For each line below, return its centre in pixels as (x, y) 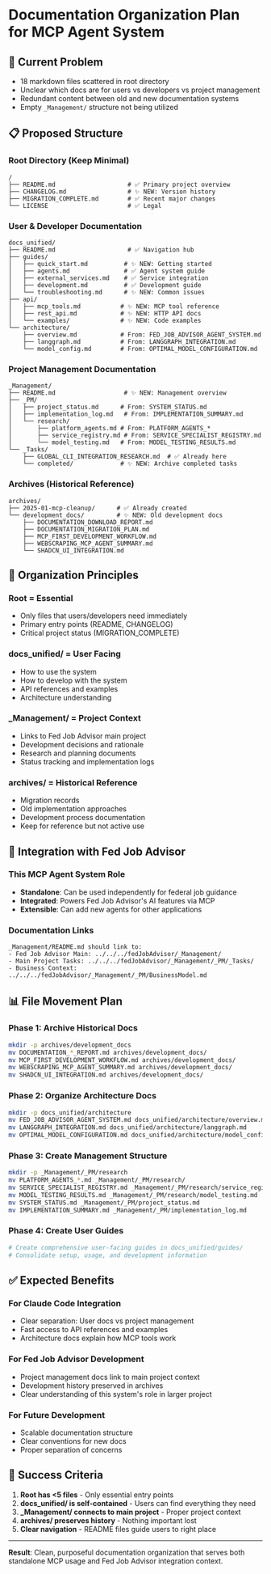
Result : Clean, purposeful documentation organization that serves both (127, 1552)
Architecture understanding (66, 697)
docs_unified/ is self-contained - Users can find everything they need (138, 1503)
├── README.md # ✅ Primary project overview (119, 184)
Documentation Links (51, 930)
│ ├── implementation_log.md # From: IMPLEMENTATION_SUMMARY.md (126, 414)
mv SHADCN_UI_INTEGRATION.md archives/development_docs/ (106, 1075)
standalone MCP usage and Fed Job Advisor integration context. (116, 1561)
